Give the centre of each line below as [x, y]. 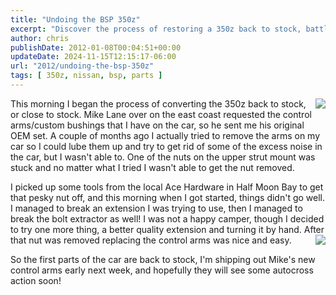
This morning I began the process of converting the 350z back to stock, [158, 103]
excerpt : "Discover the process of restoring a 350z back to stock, [156, 29]
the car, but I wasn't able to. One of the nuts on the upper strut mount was [163, 157]
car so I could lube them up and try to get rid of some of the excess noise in [166, 146]
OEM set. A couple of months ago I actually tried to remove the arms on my [165, 135]
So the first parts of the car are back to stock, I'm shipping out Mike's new [163, 259]
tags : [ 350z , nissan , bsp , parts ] [86, 76]
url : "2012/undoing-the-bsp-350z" [82, 66]
